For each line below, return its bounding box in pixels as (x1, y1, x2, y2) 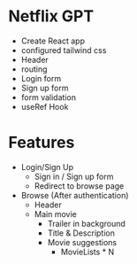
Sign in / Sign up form (34, 171, 114, 182)
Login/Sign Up (20, 161, 74, 172)
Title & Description (47, 228, 116, 238)
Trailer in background (47, 218, 126, 229)
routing (20, 64, 48, 74)
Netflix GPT (8, 6, 95, 27)
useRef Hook (20, 101, 69, 112)
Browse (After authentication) (20, 190, 129, 200)
